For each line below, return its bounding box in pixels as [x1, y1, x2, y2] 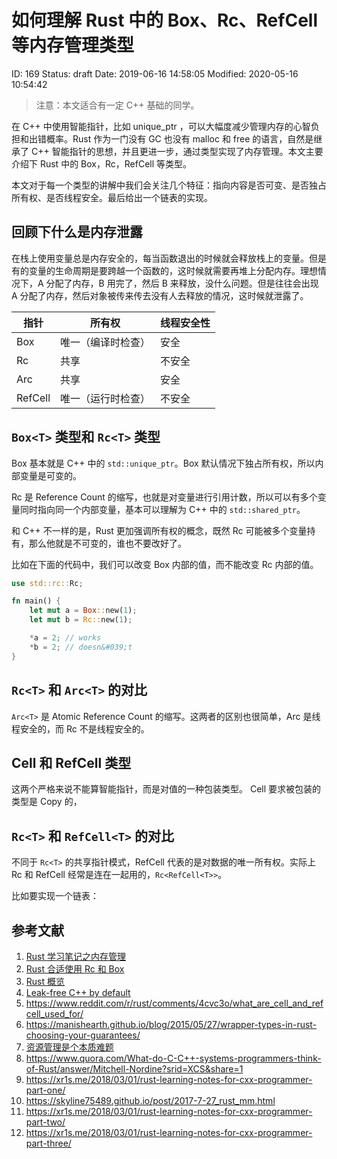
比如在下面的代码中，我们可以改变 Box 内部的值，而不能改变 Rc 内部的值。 [11, 558, 319, 570]
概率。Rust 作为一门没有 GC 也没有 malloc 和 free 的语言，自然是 [45, 132, 314, 145]
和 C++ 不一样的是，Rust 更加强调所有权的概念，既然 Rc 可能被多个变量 [11, 524, 308, 536]
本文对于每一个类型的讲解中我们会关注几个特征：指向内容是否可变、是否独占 [11, 179, 327, 191]
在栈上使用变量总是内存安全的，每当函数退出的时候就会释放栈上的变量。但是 [11, 252, 327, 264]
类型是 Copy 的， [11, 796, 83, 808]
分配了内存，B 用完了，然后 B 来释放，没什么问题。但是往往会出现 [45, 277, 319, 289]
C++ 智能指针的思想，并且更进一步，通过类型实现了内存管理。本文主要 [30, 145, 324, 157]
